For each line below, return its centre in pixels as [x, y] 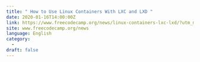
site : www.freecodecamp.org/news [48, 28]
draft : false [22, 50]
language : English [29, 34]
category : [18, 39]
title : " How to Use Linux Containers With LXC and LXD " [79, 12]
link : [13, 22]
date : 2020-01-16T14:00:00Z [41, 17]
